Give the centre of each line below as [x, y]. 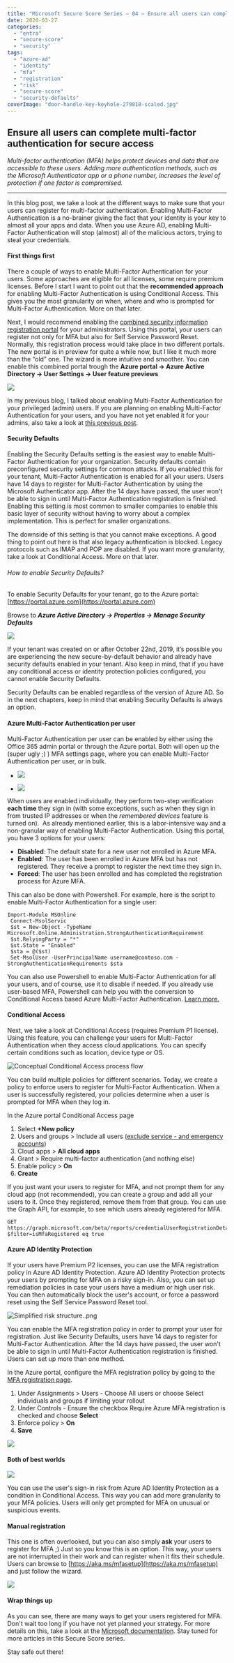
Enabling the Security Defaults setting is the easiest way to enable [102, 454]
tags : [15, 53]
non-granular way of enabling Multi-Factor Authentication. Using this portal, [116, 830]
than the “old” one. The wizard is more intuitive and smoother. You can [109, 359]
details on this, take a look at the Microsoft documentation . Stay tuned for [112, 1631]
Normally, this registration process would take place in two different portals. [116, 344]
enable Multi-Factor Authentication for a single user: [82, 902]
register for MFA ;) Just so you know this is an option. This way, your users [114, 1549]
